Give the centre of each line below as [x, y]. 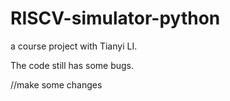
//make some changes [56, 84]
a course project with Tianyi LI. [74, 46]
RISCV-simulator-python [115, 18]
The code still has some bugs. [72, 65]
